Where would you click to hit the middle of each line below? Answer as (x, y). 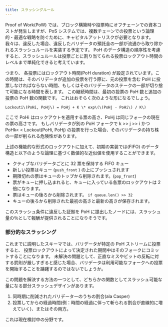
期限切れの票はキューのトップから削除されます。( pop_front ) (74, 176)
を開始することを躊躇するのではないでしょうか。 (55, 268)
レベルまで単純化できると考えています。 (46, 62)
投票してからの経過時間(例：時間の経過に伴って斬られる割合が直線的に (85, 302)
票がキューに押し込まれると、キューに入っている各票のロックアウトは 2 (86, 182)
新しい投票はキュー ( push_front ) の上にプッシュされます (71, 169)
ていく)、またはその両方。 (44, 308)
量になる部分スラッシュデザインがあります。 (51, 285)
